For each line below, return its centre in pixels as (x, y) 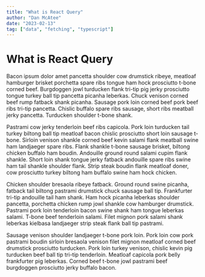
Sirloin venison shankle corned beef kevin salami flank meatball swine (110, 140)
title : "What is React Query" (45, 12)
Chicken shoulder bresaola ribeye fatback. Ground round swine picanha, (98, 185)
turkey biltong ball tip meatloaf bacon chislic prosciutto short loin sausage (99, 134)
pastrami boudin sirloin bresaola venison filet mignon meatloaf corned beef (101, 242)
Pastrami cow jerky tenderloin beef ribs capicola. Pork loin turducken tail (98, 127)
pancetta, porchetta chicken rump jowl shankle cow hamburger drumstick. (100, 204)
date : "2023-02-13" (31, 23)
